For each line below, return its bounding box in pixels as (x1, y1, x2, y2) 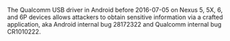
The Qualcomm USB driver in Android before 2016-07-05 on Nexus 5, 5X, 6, (7, 6, 223, 14)
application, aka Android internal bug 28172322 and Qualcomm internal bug (7, 20, 222, 28)
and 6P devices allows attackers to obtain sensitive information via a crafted (7, 13, 224, 21)
